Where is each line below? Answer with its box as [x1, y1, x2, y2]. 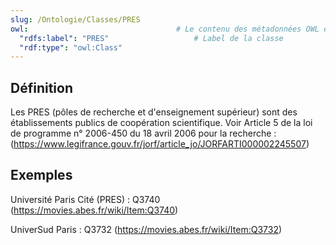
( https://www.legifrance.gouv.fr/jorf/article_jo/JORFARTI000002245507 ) [10, 138, 310, 150]
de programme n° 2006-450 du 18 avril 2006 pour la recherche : [10, 127, 277, 140]
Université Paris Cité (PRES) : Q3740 [10, 193, 161, 205]
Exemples [10, 167, 73, 184]
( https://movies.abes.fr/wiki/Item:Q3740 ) [10, 204, 179, 216]
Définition [10, 79, 73, 96]
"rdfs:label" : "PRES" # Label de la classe [19, 33, 284, 43]
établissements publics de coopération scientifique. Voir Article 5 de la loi [10, 117, 313, 129]
